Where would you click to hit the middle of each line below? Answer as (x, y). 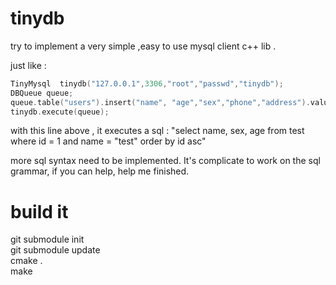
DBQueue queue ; (42, 93)
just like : (28, 65)
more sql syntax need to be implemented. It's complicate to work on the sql (165, 161)
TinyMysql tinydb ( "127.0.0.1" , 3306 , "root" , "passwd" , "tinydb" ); (147, 83)
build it (39, 211)
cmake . (26, 261)
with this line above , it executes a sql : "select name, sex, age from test (157, 131)
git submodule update (55, 250)
